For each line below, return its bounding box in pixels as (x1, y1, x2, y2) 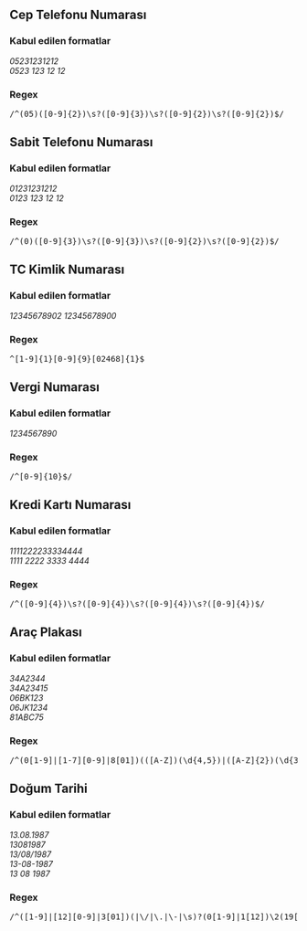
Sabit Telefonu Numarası (9, 134, 153, 150)
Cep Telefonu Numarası (9, 7, 147, 23)
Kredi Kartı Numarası (9, 497, 132, 513)
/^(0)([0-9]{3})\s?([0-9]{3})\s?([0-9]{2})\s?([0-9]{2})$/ (9, 236, 281, 246)
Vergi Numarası (9, 379, 101, 396)
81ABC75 (9, 712, 44, 723)
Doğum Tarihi (9, 781, 89, 797)
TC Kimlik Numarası (9, 262, 125, 278)
